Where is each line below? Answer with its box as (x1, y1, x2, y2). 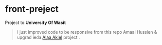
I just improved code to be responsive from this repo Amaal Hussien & (17, 29, 157, 35)
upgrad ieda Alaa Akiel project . (17, 34, 80, 40)
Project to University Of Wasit (5, 20, 66, 25)
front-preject (5, 3, 59, 15)
